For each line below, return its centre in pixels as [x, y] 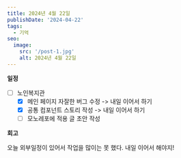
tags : [15, 26]
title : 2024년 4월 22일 [39, 13]
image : [23, 45]
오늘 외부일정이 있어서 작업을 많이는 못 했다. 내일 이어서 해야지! [91, 147]
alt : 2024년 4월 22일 [48, 58]
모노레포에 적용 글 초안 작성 [64, 118]
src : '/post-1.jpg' [47, 52]
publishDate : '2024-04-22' [45, 20]
